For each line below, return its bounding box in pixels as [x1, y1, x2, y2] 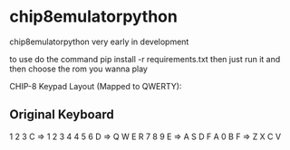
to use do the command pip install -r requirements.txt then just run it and [9, 53, 281, 64]
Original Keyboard [9, 107, 115, 123]
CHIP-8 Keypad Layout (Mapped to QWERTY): [9, 80, 182, 91]
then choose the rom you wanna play [9, 63, 148, 74]
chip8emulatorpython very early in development [9, 36, 189, 47]
